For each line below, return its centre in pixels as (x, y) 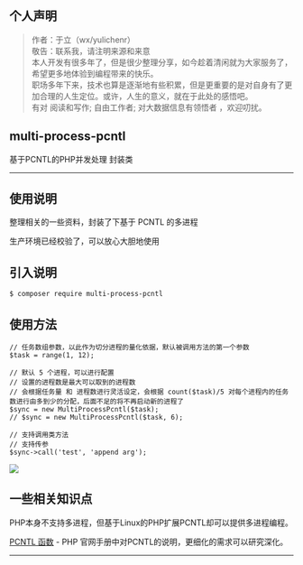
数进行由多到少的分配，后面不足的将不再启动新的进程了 (97, 401)
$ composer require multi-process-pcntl (87, 294)
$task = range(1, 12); (52, 355)
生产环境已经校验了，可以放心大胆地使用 (84, 241)
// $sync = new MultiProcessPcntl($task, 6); (96, 417)
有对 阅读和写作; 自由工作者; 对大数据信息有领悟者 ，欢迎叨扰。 (149, 107)
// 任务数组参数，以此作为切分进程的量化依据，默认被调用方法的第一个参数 (129, 347)
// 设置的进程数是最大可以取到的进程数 (73, 382)
